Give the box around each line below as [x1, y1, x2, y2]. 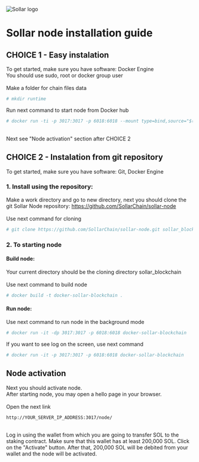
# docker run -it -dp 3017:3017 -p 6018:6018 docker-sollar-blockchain [6, 329, 187, 336]
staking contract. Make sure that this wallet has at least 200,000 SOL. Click [6, 437, 190, 444]
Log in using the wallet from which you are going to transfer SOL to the [6, 431, 179, 438]
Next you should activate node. [6, 384, 82, 391]
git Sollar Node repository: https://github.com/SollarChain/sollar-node [6, 202, 176, 210]
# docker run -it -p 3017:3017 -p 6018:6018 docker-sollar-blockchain [6, 352, 184, 358]
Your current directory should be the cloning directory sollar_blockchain [6, 268, 182, 275]
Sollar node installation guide [6, 27, 153, 40]
